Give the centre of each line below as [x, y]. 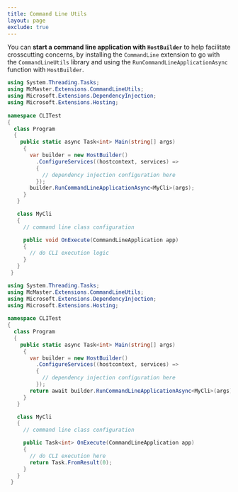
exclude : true [28, 27]
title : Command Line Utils [47, 14]
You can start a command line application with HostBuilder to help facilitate [119, 47]
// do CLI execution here [68, 456]
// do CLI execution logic [69, 253]
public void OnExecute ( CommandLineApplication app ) [101, 240]
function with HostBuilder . [46, 70]
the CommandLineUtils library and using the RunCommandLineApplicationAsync [118, 62]
